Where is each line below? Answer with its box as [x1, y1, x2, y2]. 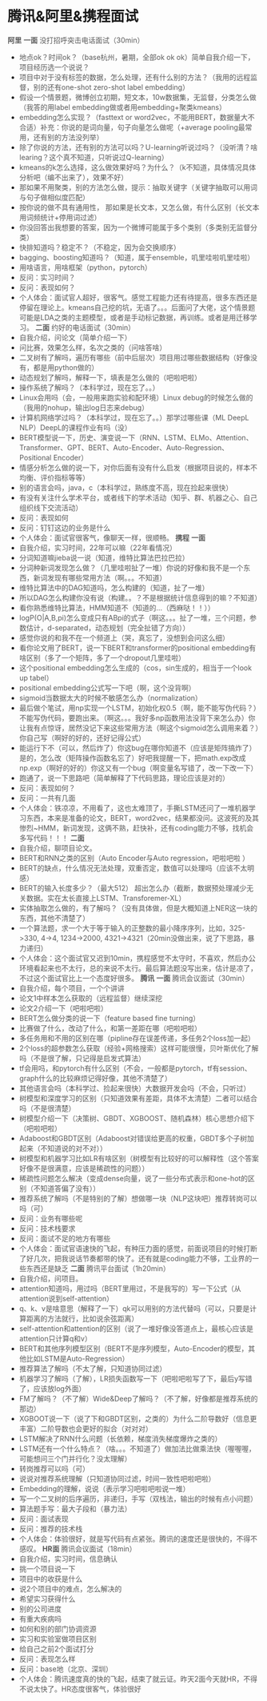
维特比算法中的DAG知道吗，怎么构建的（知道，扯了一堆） [18, 582, 209, 593]
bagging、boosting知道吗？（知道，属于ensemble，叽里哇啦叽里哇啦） [18, 252, 255, 262]
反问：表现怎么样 [18, 1654, 76, 1663]
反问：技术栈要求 [18, 1223, 76, 1233]
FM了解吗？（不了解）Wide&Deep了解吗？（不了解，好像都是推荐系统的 [18, 1393, 258, 1403]
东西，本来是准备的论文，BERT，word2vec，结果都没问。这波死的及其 [26, 813, 259, 822]
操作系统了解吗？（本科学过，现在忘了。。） [18, 382, 160, 392]
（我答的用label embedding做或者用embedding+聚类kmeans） [18, 102, 227, 112]
